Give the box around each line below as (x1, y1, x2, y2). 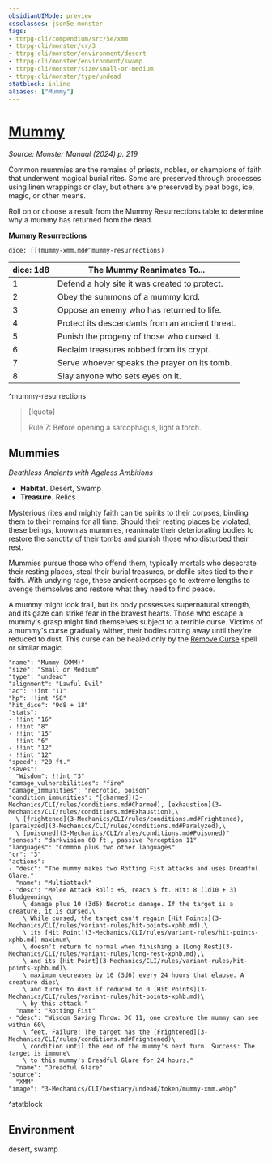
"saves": (8, 765, 38, 774)
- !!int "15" (8, 730, 53, 738)
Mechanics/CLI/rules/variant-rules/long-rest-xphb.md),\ (8, 950, 205, 958)
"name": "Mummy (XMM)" (8, 659, 85, 667)
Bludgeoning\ (8, 893, 53, 901)
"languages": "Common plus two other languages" (8, 844, 176, 852)
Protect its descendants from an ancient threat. (57, 317, 236, 329)
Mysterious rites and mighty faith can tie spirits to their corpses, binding (8, 508, 249, 518)
